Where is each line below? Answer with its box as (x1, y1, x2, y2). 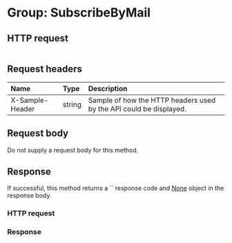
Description (88, 84, 128, 93)
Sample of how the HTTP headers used (88, 95, 216, 105)
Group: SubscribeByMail (7, 5, 151, 21)
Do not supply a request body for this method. (7, 146, 139, 154)
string (62, 99, 81, 109)
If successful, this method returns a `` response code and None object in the (7, 184, 224, 193)
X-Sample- (10, 95, 49, 105)
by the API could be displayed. (88, 104, 186, 113)
